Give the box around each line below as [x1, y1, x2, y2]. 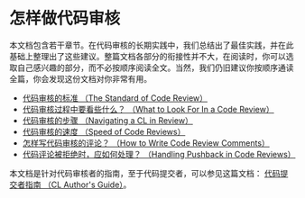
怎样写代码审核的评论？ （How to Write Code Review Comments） [22, 137, 271, 148]
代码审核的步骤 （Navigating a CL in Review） [22, 114, 194, 126]
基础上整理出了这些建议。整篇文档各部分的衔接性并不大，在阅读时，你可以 [9, 50, 286, 61]
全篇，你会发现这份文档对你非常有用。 [9, 73, 152, 84]
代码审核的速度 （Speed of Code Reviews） [22, 126, 186, 137]
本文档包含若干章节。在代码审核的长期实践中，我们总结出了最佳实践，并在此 [9, 40, 294, 50]
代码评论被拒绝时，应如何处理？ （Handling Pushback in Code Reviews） [22, 148, 296, 159]
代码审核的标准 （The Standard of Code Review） [22, 92, 208, 103]
